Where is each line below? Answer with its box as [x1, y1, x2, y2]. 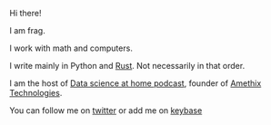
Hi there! [9, 8, 42, 18]
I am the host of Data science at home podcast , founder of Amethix [9, 78, 262, 89]
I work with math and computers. [9, 43, 134, 53]
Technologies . [9, 88, 63, 98]
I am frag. [9, 25, 45, 35]
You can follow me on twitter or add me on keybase [9, 105, 203, 116]
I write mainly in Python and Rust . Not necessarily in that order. [9, 61, 246, 71]
